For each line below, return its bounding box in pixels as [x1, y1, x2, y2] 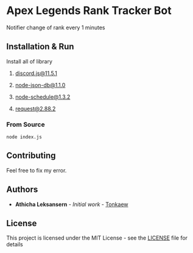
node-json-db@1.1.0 [15, 81, 66, 88]
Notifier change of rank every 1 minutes [6, 24, 105, 31]
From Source [6, 120, 45, 129]
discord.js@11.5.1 [15, 69, 58, 77]
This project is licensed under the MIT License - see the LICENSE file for [6, 234, 188, 241]
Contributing [6, 151, 56, 161]
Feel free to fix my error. [6, 166, 67, 174]
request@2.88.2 [15, 105, 56, 112]
